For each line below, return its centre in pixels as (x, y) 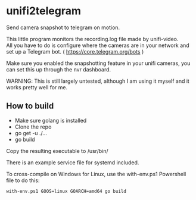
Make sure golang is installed (51, 120)
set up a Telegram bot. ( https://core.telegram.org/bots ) (75, 51)
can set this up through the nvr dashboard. (59, 69)
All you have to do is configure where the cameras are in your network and (98, 45)
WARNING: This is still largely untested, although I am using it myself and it (98, 81)
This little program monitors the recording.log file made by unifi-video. (92, 39)
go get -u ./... (31, 133)
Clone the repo (33, 127)
